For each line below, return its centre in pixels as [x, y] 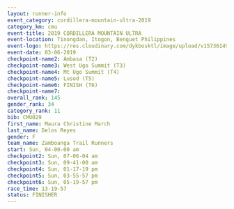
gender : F [22, 137]
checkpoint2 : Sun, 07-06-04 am [53, 156]
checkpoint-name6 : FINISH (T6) [53, 85]
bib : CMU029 [24, 117]
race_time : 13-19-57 [37, 189]
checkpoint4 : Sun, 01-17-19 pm [53, 169]
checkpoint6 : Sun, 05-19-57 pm [53, 182]
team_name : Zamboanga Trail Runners [60, 144]
